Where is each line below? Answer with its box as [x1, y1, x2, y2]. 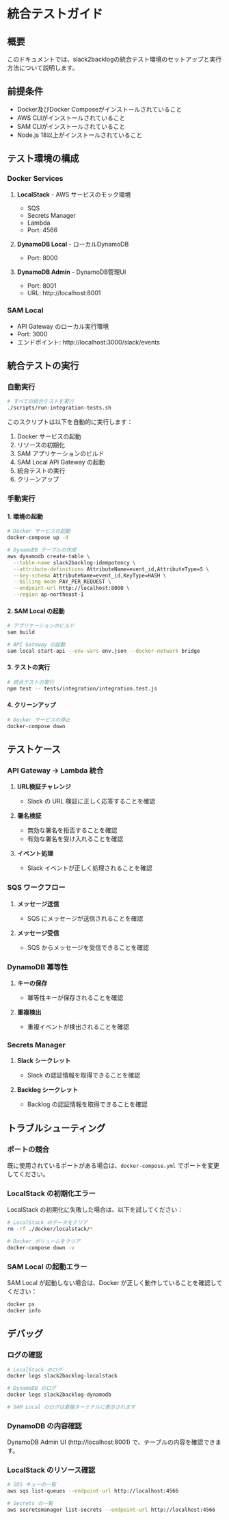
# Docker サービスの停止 [7, 717, 70, 723]
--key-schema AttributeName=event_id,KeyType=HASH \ [13, 572, 167, 579]
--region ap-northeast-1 [13, 591, 84, 598]
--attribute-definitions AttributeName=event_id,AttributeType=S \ [13, 566, 210, 573]
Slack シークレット [16, 1056, 71, 1065]
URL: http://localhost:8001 [27, 288, 101, 297]
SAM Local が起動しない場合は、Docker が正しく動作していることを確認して [7, 1279, 223, 1287]
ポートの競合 [7, 1145, 50, 1154]
